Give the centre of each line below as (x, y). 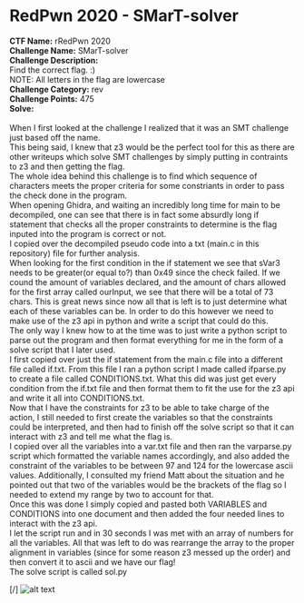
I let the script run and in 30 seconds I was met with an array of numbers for (152, 533)
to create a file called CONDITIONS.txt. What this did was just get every (143, 379)
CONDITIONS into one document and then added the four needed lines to (147, 513)
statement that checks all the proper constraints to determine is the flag (143, 224)
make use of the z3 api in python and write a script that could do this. (139, 321)
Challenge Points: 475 (52, 99)
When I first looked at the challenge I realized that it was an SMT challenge (149, 127)
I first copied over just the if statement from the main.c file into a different (146, 359)
